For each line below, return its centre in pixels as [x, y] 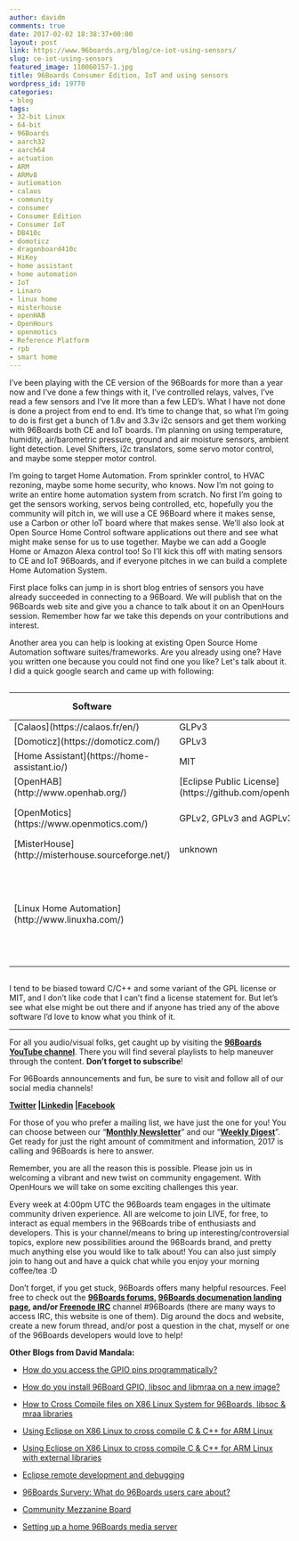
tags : [19, 109]
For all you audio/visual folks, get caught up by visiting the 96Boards [136, 1042]
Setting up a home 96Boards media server [100, 1526]
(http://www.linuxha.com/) [69, 919]
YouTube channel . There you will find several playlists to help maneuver [141, 1051]
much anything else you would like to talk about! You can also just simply [143, 1252]
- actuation [31, 158]
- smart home [33, 357]
